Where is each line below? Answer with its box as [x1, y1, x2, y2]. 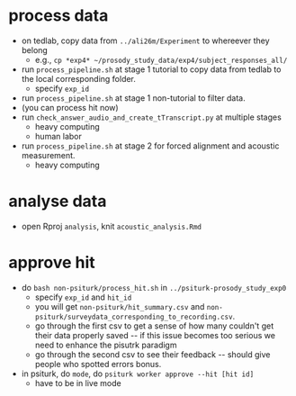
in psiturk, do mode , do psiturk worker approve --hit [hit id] [21, 368, 255, 379]
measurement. [21, 149, 76, 160]
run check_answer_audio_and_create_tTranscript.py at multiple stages [21, 112, 283, 122]
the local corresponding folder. [21, 73, 137, 84]
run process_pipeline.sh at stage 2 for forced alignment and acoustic [21, 140, 280, 151]
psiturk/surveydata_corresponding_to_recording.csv [34, 312, 233, 321]
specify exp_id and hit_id [34, 292, 132, 302]
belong [21, 44, 49, 55]
